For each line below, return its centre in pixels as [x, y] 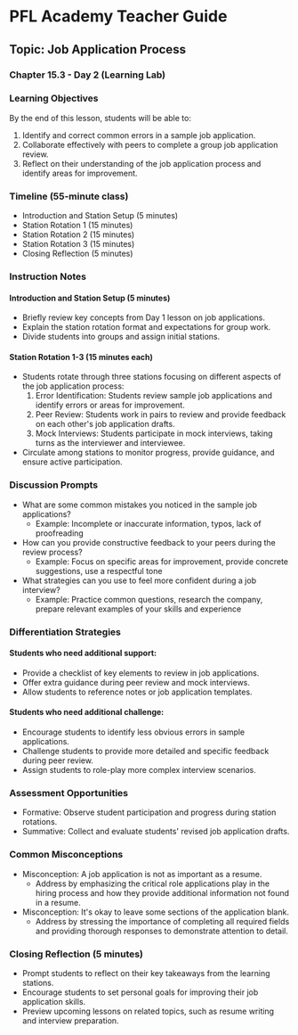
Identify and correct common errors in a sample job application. [139, 135]
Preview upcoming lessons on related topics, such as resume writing [148, 1011]
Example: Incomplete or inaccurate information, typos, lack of [148, 523]
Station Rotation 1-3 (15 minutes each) [81, 357]
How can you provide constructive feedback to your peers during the [149, 542]
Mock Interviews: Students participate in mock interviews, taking [154, 433]
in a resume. [58, 902]
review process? [52, 552]
